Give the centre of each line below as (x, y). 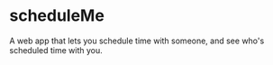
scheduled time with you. (56, 50)
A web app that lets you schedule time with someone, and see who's (137, 41)
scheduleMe (57, 16)
